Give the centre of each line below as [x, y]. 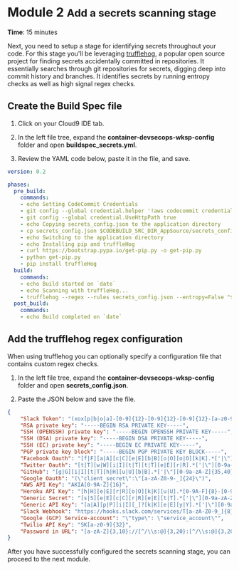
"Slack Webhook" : [46, 511]
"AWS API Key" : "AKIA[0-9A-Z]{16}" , [75, 485]
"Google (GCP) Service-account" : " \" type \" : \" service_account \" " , [122, 518]
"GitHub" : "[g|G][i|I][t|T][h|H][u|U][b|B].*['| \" [97, 472]
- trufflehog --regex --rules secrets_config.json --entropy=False [122, 297]
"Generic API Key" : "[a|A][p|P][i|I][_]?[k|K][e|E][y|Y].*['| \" [117, 505]
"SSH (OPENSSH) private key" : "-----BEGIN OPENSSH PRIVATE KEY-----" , [127, 432]
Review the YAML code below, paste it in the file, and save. [104, 158]
